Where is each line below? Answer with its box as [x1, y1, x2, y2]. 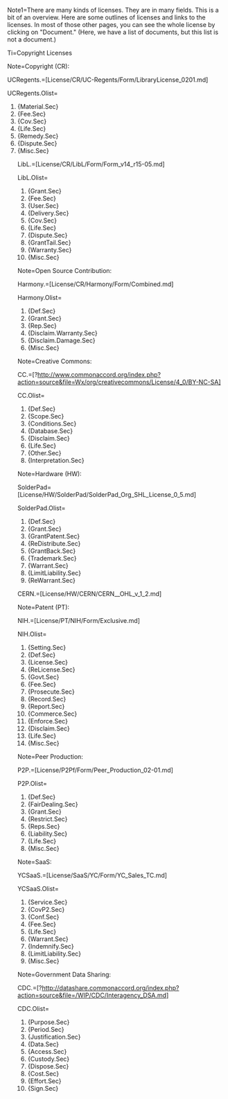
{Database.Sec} [27, 427, 73, 435]
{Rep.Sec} [27, 322, 58, 330]
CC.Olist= [17, 392, 45, 399]
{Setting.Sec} [27, 644, 67, 651]
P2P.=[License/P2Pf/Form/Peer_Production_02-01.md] [17, 766, 173, 774]
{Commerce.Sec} [27, 710, 78, 718]
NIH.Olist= [17, 630, 47, 638]
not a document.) [7, 35, 57, 44]
